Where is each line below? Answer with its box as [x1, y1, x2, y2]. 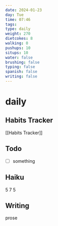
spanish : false [5, 69, 38, 74]
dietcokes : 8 [5, 36, 33, 41]
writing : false [5, 74, 38, 79]
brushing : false [5, 60, 40, 65]
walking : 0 [5, 41, 28, 46]
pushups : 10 [5, 45, 31, 51]
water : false [5, 55, 33, 60]
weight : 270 [5, 31, 31, 36]
